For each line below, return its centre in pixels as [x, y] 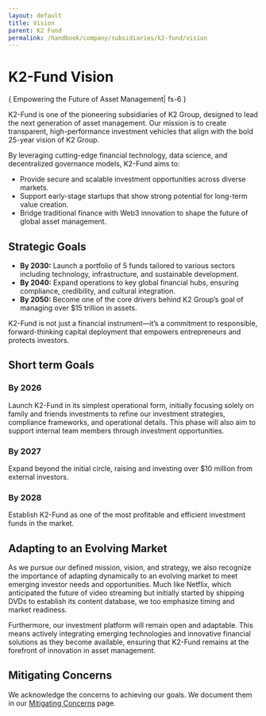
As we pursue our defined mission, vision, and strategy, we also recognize [130, 568]
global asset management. [63, 222]
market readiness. [38, 610]
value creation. [44, 204]
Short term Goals [51, 366]
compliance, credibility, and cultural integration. [98, 291]
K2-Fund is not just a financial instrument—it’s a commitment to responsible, [133, 323]
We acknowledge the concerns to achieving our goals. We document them [130, 695]
